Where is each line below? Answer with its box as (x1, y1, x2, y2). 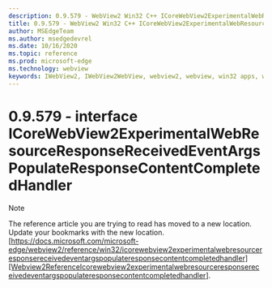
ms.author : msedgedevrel (8, 34, 92, 43)
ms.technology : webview (8, 65, 89, 73)
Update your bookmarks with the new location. (8, 227, 164, 237)
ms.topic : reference (8, 49, 79, 58)
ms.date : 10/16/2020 (8, 42, 79, 50)
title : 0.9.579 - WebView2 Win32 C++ (8, 19, 136, 28)
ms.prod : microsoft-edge (8, 58, 92, 66)
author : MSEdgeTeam (8, 27, 74, 35)
